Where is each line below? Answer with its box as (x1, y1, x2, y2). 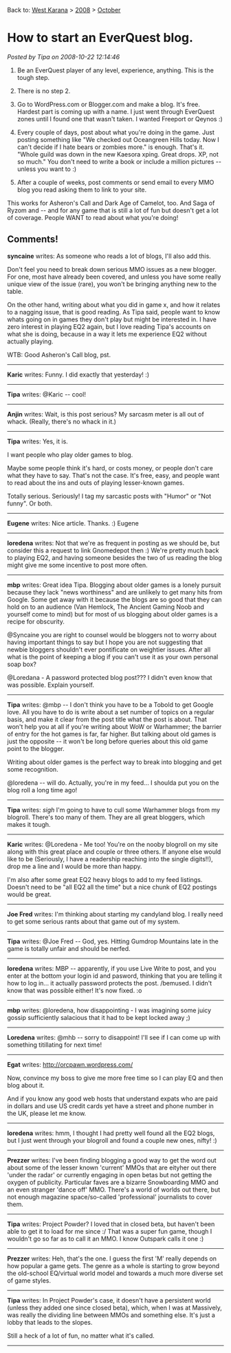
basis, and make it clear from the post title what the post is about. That (7, 715, 208, 723)
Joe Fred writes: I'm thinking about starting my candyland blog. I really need (7, 910, 223, 918)
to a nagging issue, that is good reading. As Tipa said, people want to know (7, 308, 221, 316)
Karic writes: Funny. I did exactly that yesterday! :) (7, 370, 150, 379)
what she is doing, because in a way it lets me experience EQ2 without (7, 330, 208, 338)
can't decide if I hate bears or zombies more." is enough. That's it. (16, 143, 205, 151)
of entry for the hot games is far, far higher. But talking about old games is (7, 730, 217, 738)
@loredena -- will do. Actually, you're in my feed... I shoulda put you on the (7, 779, 219, 787)
